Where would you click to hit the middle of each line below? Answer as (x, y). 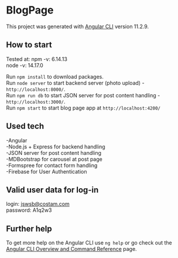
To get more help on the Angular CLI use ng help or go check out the (89, 243)
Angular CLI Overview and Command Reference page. (71, 249)
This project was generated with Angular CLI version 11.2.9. (78, 26)
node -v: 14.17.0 (25, 65)
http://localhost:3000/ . (36, 101)
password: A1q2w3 (29, 210)
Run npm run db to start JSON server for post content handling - (83, 95)
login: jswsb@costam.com (38, 204)
